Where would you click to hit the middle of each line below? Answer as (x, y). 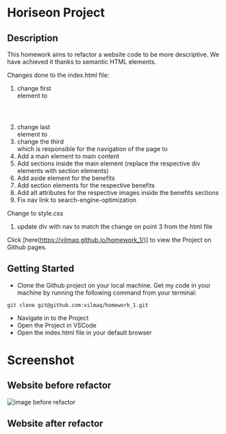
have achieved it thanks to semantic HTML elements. (82, 62)
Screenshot (41, 360)
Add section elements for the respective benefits (86, 185)
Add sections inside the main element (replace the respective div (109, 163)
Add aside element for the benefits (66, 178)
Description (33, 38)
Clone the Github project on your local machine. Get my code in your (114, 285)
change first (34, 88)
